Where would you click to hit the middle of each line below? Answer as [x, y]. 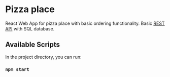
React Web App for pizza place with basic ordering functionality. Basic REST [85, 23]
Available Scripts [32, 45]
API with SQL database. [30, 28]
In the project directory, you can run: [43, 57]
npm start [17, 69]
